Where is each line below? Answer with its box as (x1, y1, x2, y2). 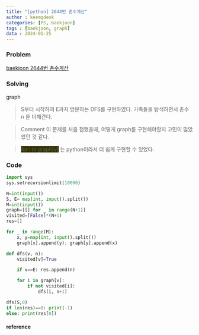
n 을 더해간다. (20, 113, 53, 120)
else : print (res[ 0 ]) (6, 310, 57, 317)
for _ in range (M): (6, 229, 54, 235)
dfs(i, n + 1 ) (37, 289, 68, 295)
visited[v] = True (17, 256, 57, 262)
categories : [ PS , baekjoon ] (6, 20, 76, 26)
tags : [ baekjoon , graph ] (6, 25, 70, 31)
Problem (6, 50, 31, 59)
